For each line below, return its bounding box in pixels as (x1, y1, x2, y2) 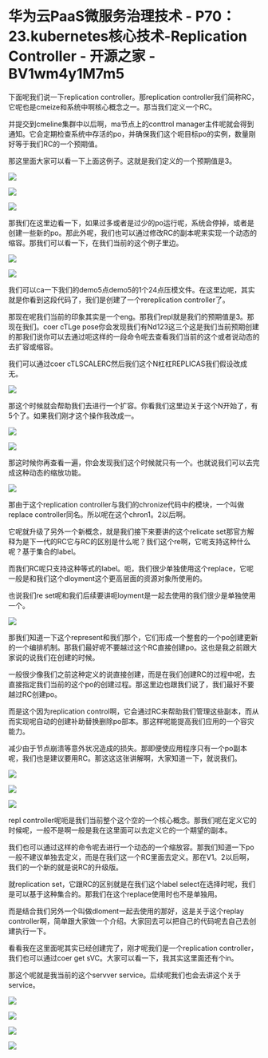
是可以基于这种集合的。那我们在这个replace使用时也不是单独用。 (8, 889, 222, 899)
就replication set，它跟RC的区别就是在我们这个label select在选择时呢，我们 (8, 879, 256, 889)
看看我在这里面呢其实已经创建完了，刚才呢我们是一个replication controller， (8, 943, 258, 953)
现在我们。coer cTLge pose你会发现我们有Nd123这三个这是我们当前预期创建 (8, 321, 259, 332)
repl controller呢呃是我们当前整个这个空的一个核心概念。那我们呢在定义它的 (8, 815, 257, 825)
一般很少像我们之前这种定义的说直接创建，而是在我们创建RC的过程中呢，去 (8, 669, 256, 679)
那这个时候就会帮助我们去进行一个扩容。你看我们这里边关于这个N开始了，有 (8, 400, 258, 410)
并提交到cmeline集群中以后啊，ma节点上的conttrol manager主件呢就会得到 (8, 119, 254, 129)
